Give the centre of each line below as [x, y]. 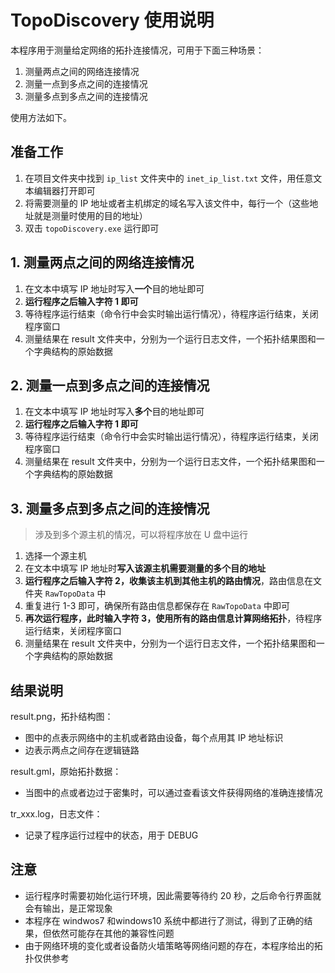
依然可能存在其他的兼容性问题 [113, 933]
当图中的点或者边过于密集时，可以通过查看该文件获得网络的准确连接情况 [173, 792]
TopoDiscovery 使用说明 [112, 20]
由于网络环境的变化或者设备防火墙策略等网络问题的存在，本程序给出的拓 [173, 945]
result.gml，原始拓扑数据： [66, 771]
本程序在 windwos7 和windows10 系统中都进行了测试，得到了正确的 [164, 920]
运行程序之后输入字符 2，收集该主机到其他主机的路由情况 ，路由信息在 [168, 581]
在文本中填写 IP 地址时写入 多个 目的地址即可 [114, 412]
